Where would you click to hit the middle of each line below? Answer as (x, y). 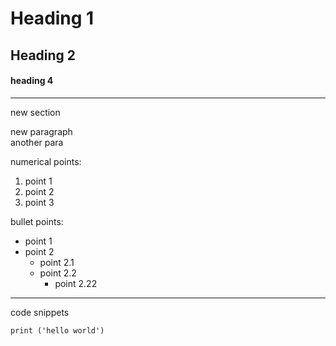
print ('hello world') (57, 330)
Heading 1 (52, 18)
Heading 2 (43, 55)
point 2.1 (57, 262)
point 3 (39, 202)
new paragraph (41, 131)
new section (35, 112)
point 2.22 (76, 283)
